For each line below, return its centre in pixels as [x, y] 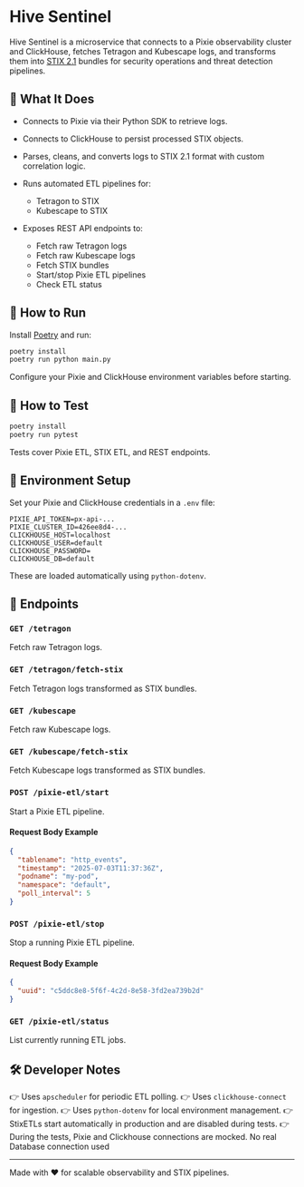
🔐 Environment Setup [70, 481]
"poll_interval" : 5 [54, 894]
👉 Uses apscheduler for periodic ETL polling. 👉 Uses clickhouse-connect [148, 1097]
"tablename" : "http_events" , [72, 860]
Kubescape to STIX [72, 210]
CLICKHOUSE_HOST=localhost [60, 535]
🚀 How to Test [49, 405]
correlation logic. [54, 166]
